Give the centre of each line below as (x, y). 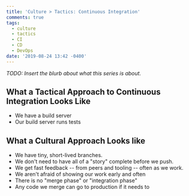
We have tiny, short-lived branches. (59, 155)
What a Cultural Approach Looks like (76, 141)
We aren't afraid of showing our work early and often (80, 174)
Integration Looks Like (48, 101)
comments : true (25, 17)
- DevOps (22, 51)
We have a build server (43, 116)
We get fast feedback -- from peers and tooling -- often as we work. (99, 168)
